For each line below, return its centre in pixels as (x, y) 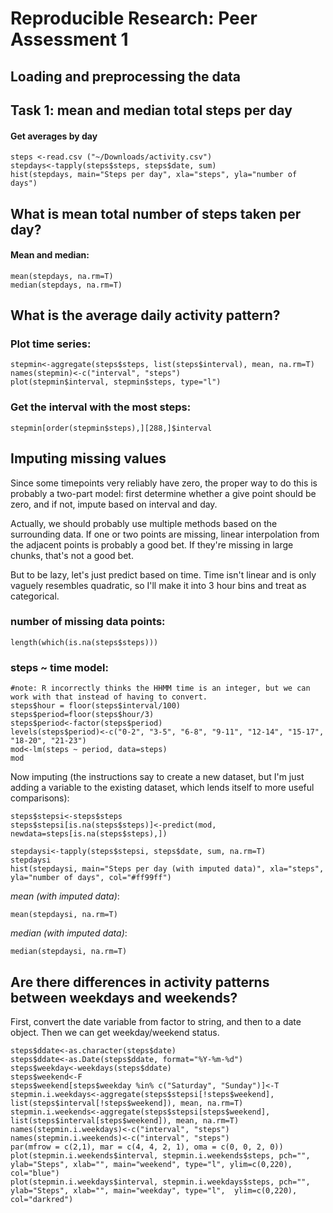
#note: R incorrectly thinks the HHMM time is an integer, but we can (160, 688)
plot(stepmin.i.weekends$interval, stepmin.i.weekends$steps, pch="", (160, 1155)
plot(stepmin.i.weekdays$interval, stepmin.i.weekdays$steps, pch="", (160, 1182)
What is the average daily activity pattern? (145, 315)
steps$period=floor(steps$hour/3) (82, 715)
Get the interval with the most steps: (101, 407)
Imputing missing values (88, 458)
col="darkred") (42, 1199)
